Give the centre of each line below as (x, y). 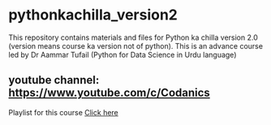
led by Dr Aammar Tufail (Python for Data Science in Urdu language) (123, 54)
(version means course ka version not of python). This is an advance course (136, 45)
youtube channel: (54, 80)
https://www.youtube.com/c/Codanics (110, 93)
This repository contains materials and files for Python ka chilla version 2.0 (133, 37)
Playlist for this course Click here (64, 112)
